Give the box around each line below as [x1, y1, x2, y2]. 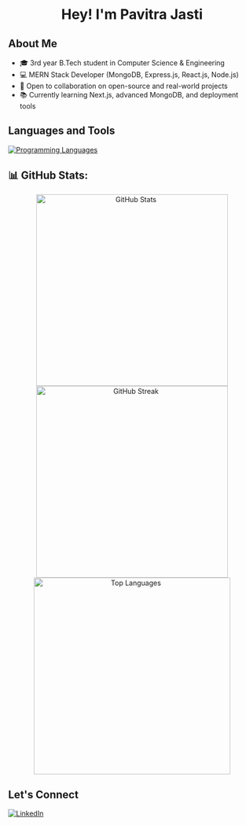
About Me [8, 37, 57, 50]
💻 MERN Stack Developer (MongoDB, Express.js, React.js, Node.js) [19, 70, 240, 79]
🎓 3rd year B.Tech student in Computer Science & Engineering [19, 58, 226, 68]
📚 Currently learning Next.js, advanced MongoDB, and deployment [19, 90, 239, 99]
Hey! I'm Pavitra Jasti [61, 6, 203, 24]
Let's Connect [8, 788, 79, 801]
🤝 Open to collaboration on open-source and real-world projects [19, 81, 228, 90]
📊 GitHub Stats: [8, 169, 89, 182]
